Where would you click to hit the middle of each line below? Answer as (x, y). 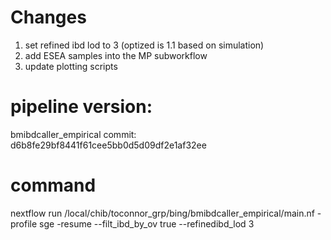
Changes (48, 17)
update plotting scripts (71, 66)
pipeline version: (81, 107)
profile (24, 223)
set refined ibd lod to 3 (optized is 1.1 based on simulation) (144, 45)
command (53, 185)
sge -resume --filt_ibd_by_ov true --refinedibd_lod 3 (147, 223)
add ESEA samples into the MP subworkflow (116, 55)
